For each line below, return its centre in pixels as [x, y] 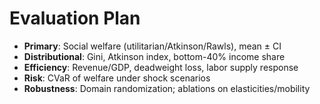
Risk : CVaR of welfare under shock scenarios [117, 78]
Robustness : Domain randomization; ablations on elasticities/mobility [167, 88]
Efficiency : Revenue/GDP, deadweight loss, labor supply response [161, 67]
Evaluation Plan [75, 18]
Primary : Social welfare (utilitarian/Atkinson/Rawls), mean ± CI [152, 46]
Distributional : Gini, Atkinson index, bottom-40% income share [154, 56]
